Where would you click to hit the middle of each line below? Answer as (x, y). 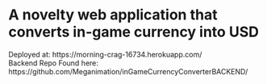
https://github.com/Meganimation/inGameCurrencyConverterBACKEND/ (128, 71)
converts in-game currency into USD (134, 32)
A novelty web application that (113, 15)
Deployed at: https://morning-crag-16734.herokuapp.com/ (105, 54)
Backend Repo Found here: (54, 63)
